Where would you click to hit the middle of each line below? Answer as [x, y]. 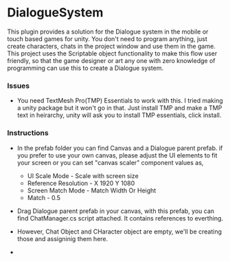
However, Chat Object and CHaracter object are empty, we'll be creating [119, 232]
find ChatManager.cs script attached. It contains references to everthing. [120, 218]
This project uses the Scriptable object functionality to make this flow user [112, 53]
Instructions [28, 133]
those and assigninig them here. [62, 238]
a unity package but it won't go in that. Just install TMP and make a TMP [119, 108]
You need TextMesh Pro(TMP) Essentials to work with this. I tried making [120, 101]
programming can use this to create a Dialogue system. [85, 68]
